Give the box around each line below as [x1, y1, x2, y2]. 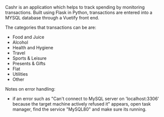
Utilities [12, 71, 28, 77]
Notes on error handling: [5, 86, 56, 92]
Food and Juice [12, 34, 45, 40]
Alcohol [12, 39, 28, 45]
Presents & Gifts [12, 61, 46, 66]
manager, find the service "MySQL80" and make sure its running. [12, 107, 147, 112]
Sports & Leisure [12, 55, 47, 61]
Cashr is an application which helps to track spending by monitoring [5, 4, 145, 10]
